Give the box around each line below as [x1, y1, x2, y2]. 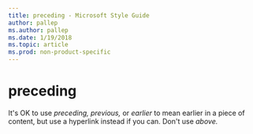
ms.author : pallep [8, 26, 69, 34]
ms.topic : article [8, 41, 69, 49]
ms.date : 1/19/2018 [8, 33, 73, 42]
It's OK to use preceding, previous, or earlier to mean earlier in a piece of [8, 108, 246, 117]
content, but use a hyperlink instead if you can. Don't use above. [8, 116, 218, 126]
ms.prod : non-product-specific [8, 48, 111, 56]
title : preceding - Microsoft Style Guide [8, 11, 150, 20]
